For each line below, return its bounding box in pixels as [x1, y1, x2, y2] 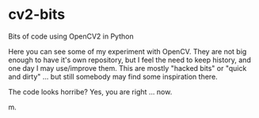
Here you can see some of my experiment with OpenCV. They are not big [8, 46, 247, 56]
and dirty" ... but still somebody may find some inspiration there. [8, 72, 218, 81]
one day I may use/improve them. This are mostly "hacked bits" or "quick [8, 63, 247, 72]
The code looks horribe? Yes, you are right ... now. [8, 87, 173, 96]
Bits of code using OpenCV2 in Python [8, 31, 134, 41]
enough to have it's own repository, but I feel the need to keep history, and [8, 55, 251, 65]
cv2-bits [8, 6, 66, 24]
